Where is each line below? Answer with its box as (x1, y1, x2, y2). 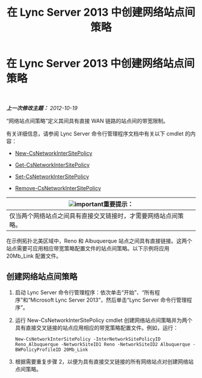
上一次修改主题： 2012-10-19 (6, 104, 78, 111)
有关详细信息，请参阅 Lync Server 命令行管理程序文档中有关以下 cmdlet (6, 130, 184, 137)
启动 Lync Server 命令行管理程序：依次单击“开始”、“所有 (14, 288, 155, 296)
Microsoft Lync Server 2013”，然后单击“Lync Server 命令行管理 (30, 296, 187, 303)
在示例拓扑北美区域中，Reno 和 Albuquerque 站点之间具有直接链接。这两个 (6, 237, 192, 244)
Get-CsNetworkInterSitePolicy (14, 161, 90, 169)
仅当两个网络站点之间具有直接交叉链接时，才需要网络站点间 (9, 211, 179, 220)
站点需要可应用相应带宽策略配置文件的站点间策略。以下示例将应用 (6, 244, 170, 252)
